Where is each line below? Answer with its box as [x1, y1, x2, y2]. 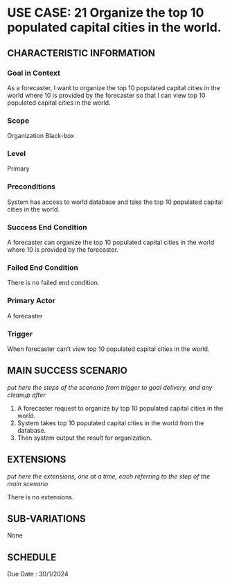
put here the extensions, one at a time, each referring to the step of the [7, 472, 211, 480]
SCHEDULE [7, 551, 57, 563]
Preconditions [7, 182, 56, 191]
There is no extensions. [7, 492, 74, 501]
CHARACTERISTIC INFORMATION [7, 47, 156, 59]
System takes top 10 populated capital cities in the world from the [17, 418, 204, 427]
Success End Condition [7, 222, 88, 232]
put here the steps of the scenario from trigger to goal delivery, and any [7, 383, 213, 391]
